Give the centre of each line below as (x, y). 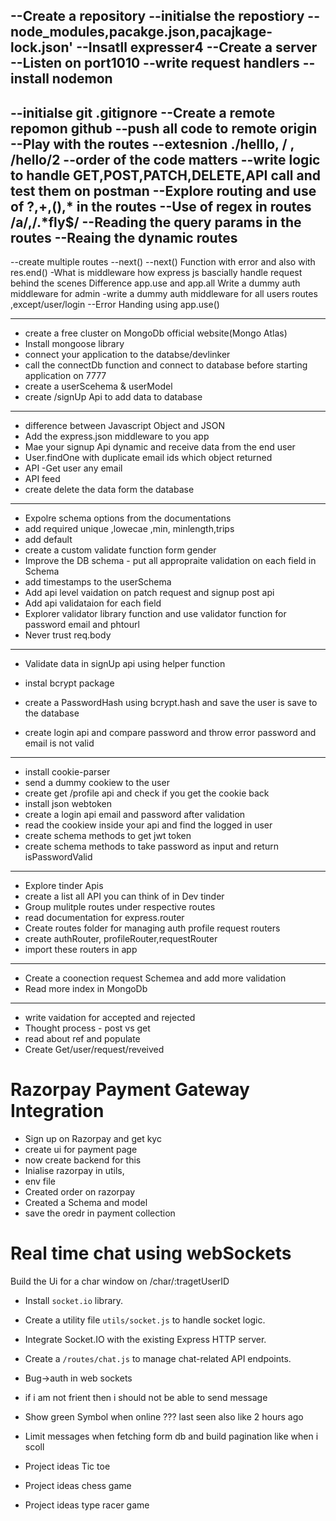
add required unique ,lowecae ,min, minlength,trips (129, 529)
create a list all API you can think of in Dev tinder (124, 896)
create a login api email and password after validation (135, 815)
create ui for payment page (81, 1150)
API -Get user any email (73, 468)
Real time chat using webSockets (151, 1253)
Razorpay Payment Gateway (130, 1090)
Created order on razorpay (80, 1192)
